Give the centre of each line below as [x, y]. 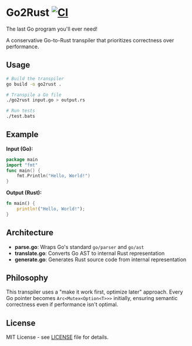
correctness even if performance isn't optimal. [62, 305]
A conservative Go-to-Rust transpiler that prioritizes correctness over [90, 40]
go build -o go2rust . [34, 84]
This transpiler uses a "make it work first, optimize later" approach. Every [95, 292]
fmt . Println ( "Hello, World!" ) [54, 176]
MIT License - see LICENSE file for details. [57, 337]
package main [22, 159]
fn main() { [21, 204]
